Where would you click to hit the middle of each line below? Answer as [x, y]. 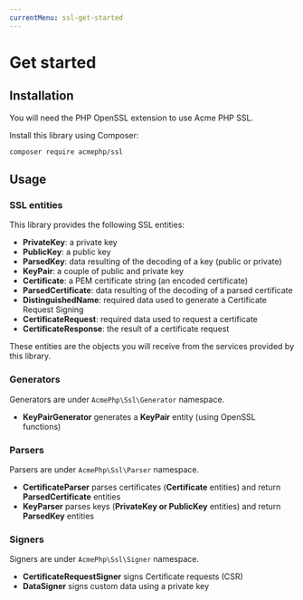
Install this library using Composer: [74, 135]
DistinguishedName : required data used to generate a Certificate [144, 300]
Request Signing [53, 310]
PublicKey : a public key [66, 252]
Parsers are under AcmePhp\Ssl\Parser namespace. [104, 469]
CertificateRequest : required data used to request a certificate [140, 319]
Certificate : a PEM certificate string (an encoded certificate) [135, 281]
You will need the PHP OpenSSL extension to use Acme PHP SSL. [132, 118]
